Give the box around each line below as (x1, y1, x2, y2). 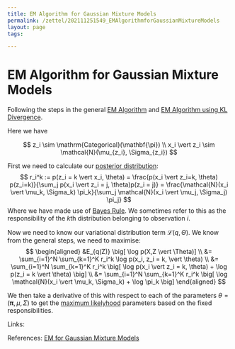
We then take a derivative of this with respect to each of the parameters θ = (7, 292, 229, 300)
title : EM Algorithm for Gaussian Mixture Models (7, 10, 157, 18)
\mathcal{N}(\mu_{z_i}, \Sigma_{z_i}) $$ (60, 148, 178, 157)
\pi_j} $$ (106, 196, 132, 204)
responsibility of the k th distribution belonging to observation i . (7, 214, 191, 223)
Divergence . (7, 113, 43, 121)
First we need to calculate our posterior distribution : (7, 162, 159, 170)
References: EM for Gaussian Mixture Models (7, 334, 139, 343)
